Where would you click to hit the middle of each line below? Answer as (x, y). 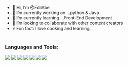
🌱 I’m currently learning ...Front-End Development (62, 18)
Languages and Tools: (32, 47)
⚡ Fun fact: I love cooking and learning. (52, 28)
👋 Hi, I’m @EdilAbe (31, 8)
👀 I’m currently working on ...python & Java (55, 13)
